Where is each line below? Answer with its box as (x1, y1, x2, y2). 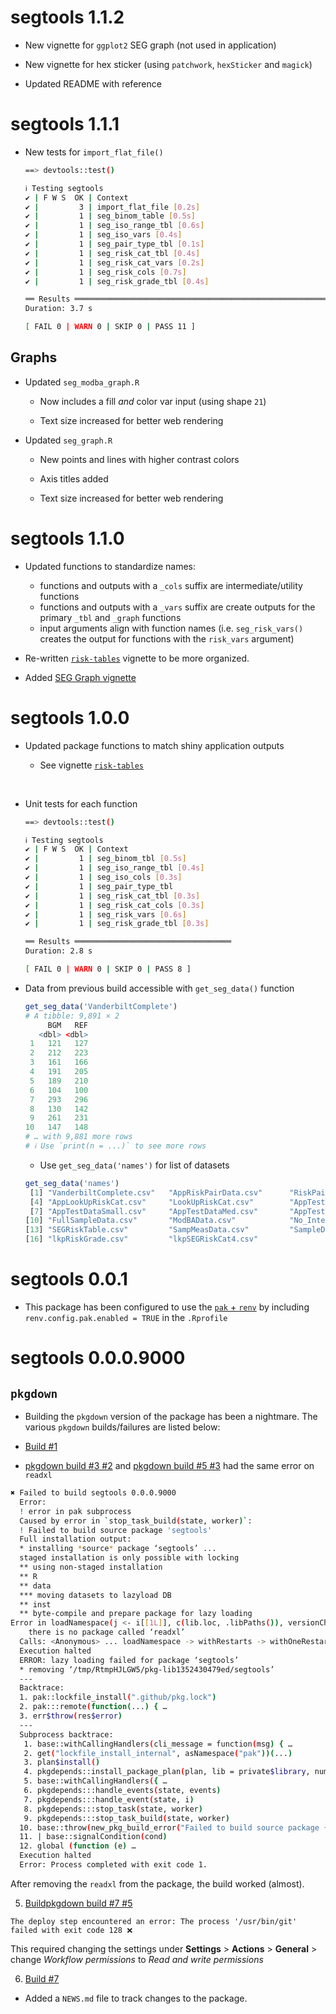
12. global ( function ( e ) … (19, 1841, 137, 1851)
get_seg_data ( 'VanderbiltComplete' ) (24, 1001, 178, 1011)
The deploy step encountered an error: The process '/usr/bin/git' (10, 1916, 298, 1926)
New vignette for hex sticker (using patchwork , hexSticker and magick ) (24, 58, 313, 70)
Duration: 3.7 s (24, 304, 93, 314)
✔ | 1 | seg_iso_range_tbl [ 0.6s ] (24, 221, 205, 231)
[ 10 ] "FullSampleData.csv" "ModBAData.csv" (24, 1216, 237, 1226)
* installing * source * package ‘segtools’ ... (19, 1544, 217, 1554)
